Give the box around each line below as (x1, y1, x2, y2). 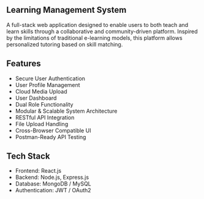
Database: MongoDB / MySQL (15, 180, 92, 187)
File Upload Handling (15, 120, 69, 127)
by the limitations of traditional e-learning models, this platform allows (6, 34, 183, 42)
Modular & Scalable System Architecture (15, 107, 118, 115)
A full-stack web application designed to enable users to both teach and (6, 21, 189, 28)
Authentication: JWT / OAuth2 (15, 187, 91, 194)
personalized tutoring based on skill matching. (6, 40, 123, 48)
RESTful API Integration (15, 113, 75, 121)
